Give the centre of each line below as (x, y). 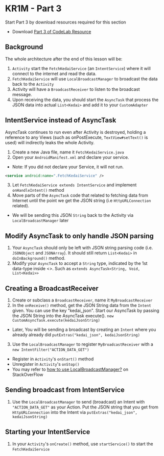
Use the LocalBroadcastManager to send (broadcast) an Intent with (78, 402)
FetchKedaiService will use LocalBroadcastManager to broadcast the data (85, 78)
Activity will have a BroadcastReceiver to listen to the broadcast (76, 89)
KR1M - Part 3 (33, 9)
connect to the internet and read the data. (54, 74)
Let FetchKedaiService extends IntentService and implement (74, 185)
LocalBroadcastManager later (40, 221)
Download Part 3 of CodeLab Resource (52, 31)
